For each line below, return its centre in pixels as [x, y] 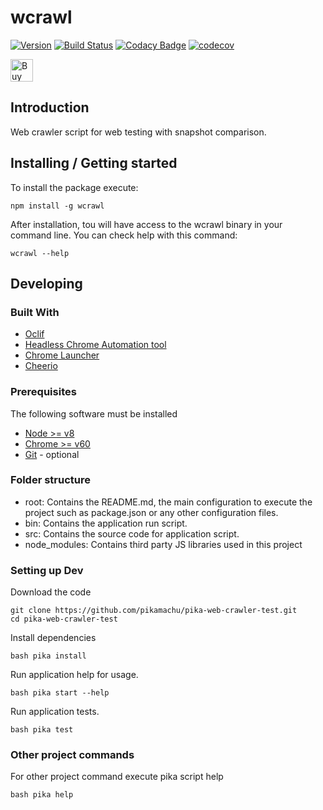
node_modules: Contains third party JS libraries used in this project [163, 544]
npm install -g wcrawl [57, 206]
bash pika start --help [60, 693]
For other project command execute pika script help [117, 777]
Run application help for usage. [74, 675]
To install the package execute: [74, 187]
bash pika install [48, 656]
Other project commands [72, 755]
